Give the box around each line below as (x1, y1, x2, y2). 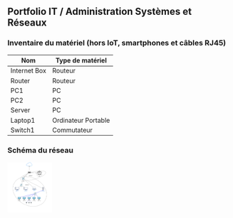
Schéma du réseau (7, 146, 73, 156)
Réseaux (7, 17, 47, 29)
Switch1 (10, 126, 35, 134)
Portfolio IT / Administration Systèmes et (7, 6, 192, 18)
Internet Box (10, 67, 46, 75)
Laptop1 (10, 116, 36, 124)
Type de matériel (56, 56, 107, 65)
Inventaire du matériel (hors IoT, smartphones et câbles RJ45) (7, 38, 227, 48)
